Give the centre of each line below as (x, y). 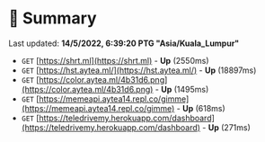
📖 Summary (53, 18)
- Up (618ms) (201, 108)
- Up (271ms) (226, 127)
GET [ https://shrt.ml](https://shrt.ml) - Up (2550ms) (115, 60)
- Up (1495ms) (182, 89)
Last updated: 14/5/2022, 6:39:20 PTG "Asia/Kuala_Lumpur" (124, 43)
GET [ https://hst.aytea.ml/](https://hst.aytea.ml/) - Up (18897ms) (139, 70)
